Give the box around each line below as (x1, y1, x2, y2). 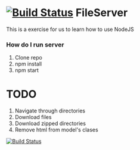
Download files (14, 114, 52, 121)
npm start (14, 67, 39, 74)
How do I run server (6, 40, 64, 49)
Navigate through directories (14, 107, 85, 114)
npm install (14, 60, 42, 68)
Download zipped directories (14, 120, 86, 127)
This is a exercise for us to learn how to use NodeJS (6, 26, 134, 33)
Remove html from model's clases (14, 126, 98, 133)
